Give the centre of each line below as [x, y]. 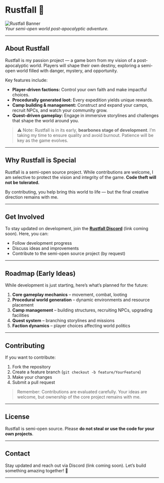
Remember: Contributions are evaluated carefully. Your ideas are [82, 392]
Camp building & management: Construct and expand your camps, [80, 105]
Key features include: [26, 80]
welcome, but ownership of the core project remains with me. [79, 397]
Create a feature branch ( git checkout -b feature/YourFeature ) [77, 372]
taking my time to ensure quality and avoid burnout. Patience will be [85, 135]
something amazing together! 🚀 [37, 470]
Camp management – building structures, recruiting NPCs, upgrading [82, 310]
